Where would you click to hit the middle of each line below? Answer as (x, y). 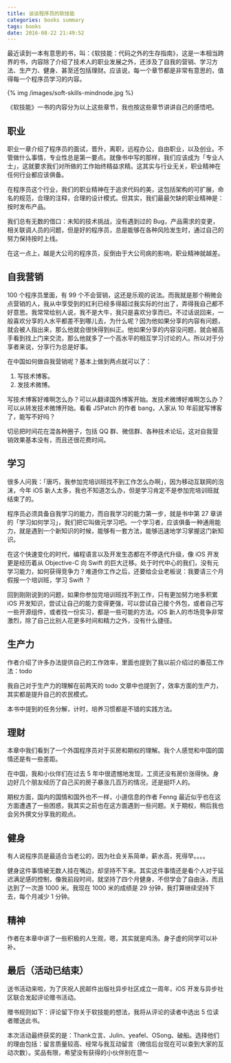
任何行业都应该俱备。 (37, 175)
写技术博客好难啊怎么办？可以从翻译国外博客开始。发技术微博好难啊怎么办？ (115, 399)
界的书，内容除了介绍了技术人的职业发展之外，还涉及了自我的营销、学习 (109, 62)
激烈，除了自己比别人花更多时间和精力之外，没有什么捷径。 (91, 620)
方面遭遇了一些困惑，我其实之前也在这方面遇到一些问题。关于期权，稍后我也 (115, 806)
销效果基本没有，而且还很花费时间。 (58, 439)
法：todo (20, 670)
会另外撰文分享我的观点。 (43, 814)
